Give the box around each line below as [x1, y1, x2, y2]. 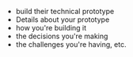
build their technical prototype [15, 7, 115, 16]
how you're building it [15, 23, 87, 32]
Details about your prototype [15, 15, 110, 24]
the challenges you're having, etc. [15, 40, 127, 49]
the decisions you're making [15, 31, 108, 41]
